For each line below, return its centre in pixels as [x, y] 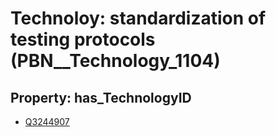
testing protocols [83, 39]
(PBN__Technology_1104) [115, 61]
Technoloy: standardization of [138, 18]
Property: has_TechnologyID [101, 97]
